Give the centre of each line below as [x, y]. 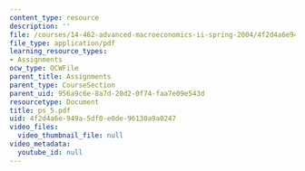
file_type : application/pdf [63, 43]
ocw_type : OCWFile [44, 69]
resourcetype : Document [54, 102]
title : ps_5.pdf [40, 110]
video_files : [34, 128]
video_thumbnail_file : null [71, 136]
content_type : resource [54, 18]
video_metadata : [40, 144]
